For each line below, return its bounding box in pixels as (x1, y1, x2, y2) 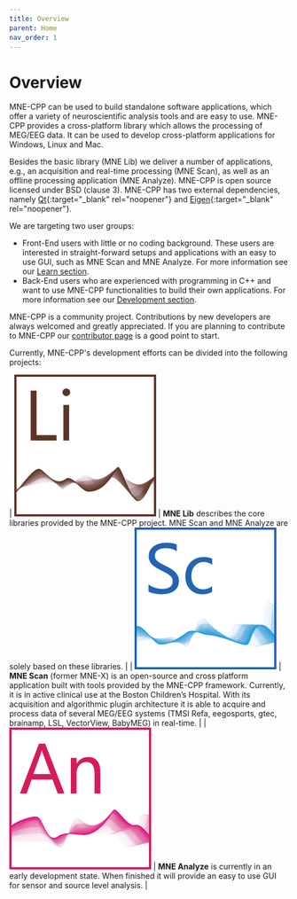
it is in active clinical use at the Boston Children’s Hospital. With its (9, 690, 251, 700)
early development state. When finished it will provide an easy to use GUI (9, 871, 277, 881)
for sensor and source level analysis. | (9, 880, 148, 891)
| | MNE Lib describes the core (9, 508, 265, 519)
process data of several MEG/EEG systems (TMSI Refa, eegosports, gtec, (9, 708, 277, 719)
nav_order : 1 (9, 33, 58, 42)
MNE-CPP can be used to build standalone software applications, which (9, 102, 272, 113)
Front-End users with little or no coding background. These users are (21, 238, 275, 248)
